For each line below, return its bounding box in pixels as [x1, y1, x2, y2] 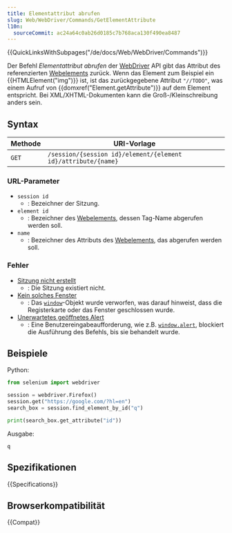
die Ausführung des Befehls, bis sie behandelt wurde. [27, 327, 181, 336]
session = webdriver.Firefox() [7, 391, 97, 399]
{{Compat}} [7, 519, 40, 527]
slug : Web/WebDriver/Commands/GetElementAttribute [7, 17, 156, 23]
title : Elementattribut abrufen [7, 10, 100, 17]
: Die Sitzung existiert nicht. [27, 284, 106, 292]
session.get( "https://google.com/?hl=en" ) [7, 398, 131, 405]
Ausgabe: [7, 429, 35, 438]
